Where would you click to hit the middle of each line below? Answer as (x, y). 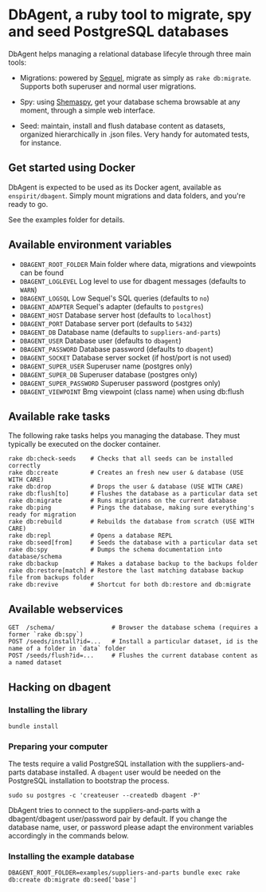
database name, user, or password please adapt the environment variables (131, 827)
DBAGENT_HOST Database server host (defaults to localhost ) (115, 315)
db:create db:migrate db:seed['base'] (72, 880)
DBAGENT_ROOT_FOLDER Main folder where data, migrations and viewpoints (138, 264)
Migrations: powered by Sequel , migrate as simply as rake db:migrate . (135, 78)
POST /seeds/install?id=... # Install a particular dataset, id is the (133, 642)
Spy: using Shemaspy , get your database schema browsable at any (130, 102)
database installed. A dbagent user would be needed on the (124, 772)
